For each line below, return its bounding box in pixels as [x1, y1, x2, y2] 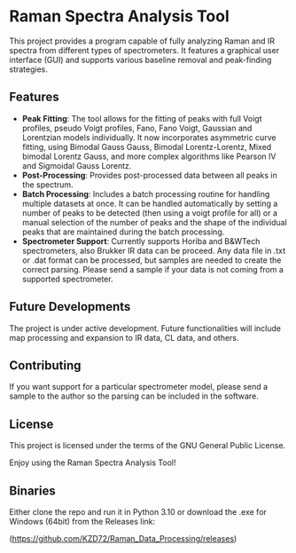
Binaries [9, 483, 56, 498]
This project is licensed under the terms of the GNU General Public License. [9, 440, 286, 451]
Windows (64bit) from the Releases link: [9, 517, 156, 526]
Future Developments [9, 299, 131, 314]
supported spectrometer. [21, 273, 113, 284]
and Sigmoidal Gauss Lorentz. [21, 160, 132, 170]
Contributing [9, 358, 82, 373]
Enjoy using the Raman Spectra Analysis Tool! [9, 457, 176, 468]
